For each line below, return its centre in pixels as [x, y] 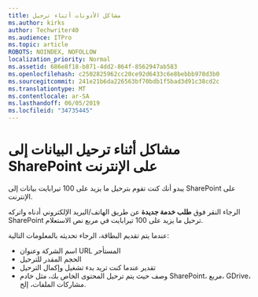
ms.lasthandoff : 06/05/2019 [54, 103]
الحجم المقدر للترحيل [50, 259]
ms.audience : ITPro [40, 37]
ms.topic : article [38, 45]
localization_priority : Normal [59, 60]
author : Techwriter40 [44, 30]
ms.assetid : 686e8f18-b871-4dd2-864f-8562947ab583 [93, 67]
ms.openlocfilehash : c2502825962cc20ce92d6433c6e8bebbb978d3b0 [114, 74]
